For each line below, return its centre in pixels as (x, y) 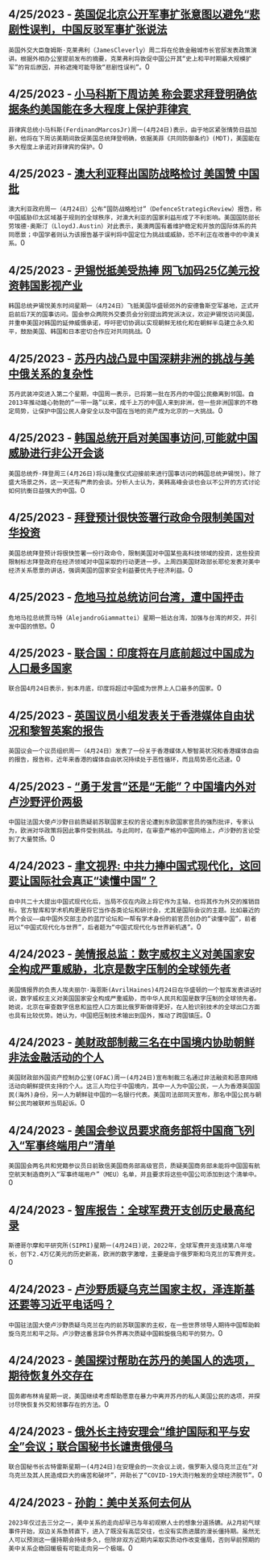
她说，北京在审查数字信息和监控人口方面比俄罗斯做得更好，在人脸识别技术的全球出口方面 (134, 1007)
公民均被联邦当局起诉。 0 (50, 1103)
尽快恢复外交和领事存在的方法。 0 (62, 1404)
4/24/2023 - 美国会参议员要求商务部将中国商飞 (126, 1130)
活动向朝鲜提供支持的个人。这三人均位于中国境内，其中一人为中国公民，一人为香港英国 (131, 1087)
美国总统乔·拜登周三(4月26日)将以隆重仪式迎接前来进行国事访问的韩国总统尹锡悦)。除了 (135, 473)
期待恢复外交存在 (51, 1376)
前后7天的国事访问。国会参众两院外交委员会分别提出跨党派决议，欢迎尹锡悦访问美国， (136, 315)
